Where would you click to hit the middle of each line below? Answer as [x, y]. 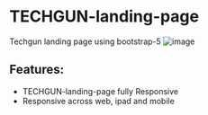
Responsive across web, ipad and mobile [99, 101]
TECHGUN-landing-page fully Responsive [100, 91]
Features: [37, 70]
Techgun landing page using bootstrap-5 [86, 41]
